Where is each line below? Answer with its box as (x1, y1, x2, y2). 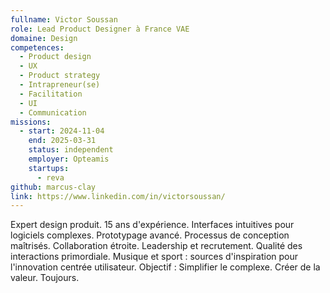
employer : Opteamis (28, 154, 110, 164)
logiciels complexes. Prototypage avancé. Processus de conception (10, 229, 290, 241)
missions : (10, 117, 52, 127)
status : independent (28, 145, 114, 155)
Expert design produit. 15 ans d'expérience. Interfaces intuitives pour (10, 219, 295, 231)
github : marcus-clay (10, 182, 97, 192)
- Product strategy (19, 71, 101, 81)
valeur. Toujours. (10, 272, 80, 284)
